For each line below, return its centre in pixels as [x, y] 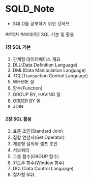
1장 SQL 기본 [18, 47]
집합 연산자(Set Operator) [39, 137]
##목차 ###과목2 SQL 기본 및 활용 [40, 34]
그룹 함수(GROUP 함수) [36, 157]
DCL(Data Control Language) [43, 169]
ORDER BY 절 [26, 101]
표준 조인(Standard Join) [38, 131]
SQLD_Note [30, 9]
